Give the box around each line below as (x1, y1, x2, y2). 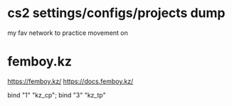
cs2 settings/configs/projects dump (7, 5, 226, 21)
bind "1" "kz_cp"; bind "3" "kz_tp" (7, 90, 106, 99)
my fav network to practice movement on (7, 28, 128, 37)
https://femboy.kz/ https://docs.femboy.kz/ (7, 77, 134, 85)
